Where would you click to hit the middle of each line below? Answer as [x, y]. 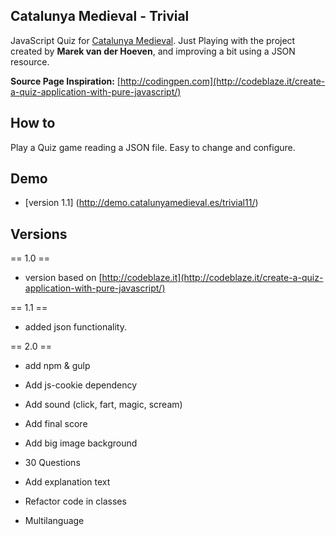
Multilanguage [54, 521]
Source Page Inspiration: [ [65, 81]
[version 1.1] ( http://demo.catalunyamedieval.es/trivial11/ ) [141, 203]
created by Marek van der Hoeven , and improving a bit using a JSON [153, 51]
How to [33, 123]
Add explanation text [67, 482]
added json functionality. [76, 327]
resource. [30, 61]
